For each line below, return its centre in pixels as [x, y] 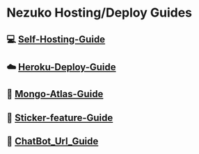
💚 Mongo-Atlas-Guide [55, 94]
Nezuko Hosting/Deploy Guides [99, 13]
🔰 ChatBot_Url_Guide [53, 141]
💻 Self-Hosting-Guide [56, 39]
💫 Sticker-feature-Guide [60, 118]
